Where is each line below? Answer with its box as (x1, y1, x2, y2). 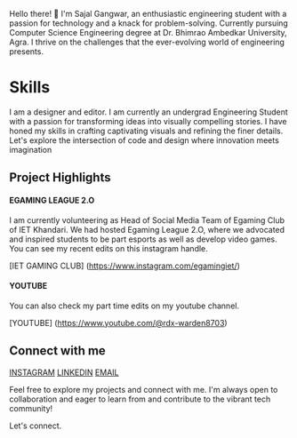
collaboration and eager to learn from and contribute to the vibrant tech (9, 394, 271, 404)
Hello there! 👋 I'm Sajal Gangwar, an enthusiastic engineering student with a (9, 9, 287, 19)
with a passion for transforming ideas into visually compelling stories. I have (9, 115, 287, 126)
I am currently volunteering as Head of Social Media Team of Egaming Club (9, 214, 285, 226)
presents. (9, 46, 44, 57)
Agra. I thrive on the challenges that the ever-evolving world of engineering (9, 36, 285, 47)
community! (9, 402, 53, 413)
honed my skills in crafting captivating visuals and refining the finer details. (9, 125, 284, 136)
